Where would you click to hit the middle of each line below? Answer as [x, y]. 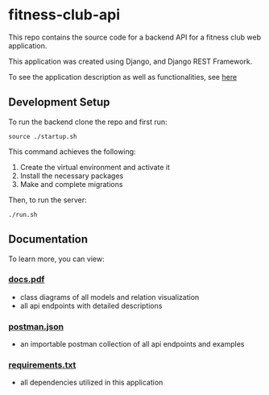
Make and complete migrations [71, 184]
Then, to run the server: [48, 200]
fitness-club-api [64, 15]
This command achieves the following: [72, 152]
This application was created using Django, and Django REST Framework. [130, 61]
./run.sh [23, 214]
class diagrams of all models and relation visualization [110, 297]
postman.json [36, 326]
